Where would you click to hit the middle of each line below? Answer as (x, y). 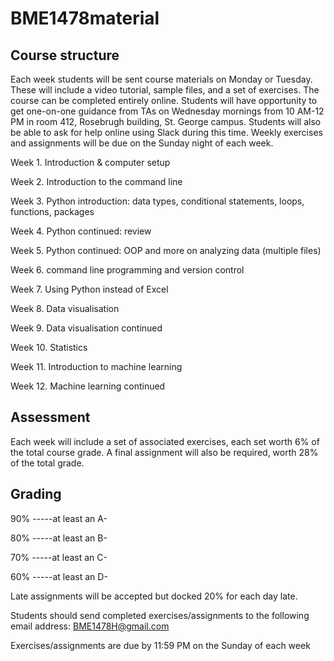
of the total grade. (47, 463)
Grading (36, 494)
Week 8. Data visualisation (65, 308)
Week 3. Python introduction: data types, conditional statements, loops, (157, 201)
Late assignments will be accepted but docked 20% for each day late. (154, 596)
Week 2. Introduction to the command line (96, 181)
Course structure (65, 55)
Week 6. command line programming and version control (127, 270)
